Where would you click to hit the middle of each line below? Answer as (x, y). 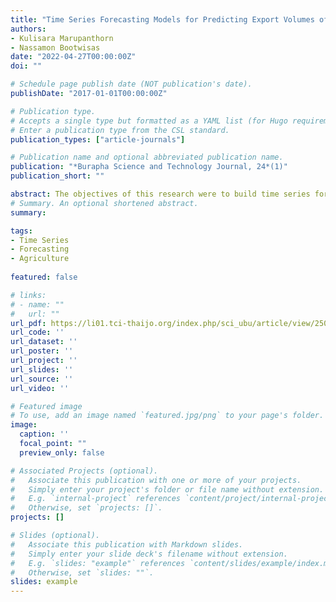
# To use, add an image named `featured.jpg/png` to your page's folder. (167, 416)
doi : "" (26, 66)
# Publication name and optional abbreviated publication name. (147, 157)
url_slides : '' (42, 369)
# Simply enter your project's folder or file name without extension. (167, 489)
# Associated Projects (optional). (84, 471)
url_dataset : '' (44, 342)
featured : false (44, 277)
